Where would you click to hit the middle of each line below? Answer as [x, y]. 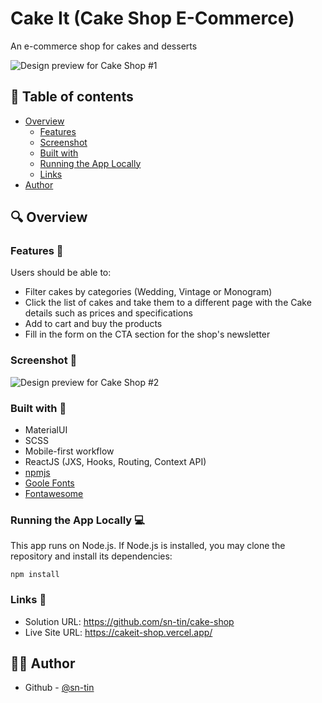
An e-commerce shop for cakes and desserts [104, 46]
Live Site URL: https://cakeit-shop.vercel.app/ [118, 632]
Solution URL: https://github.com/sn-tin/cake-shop [129, 621]
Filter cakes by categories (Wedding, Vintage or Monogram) [148, 292]
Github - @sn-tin [59, 688]
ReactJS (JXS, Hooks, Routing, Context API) [115, 462]
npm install [35, 575]
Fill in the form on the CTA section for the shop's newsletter [147, 334]
